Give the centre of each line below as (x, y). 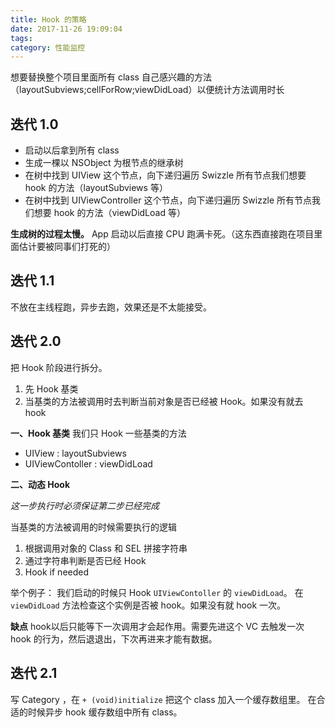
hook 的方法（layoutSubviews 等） (96, 188)
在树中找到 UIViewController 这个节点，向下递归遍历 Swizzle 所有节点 (168, 200)
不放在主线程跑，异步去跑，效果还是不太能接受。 (111, 307)
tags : (21, 38)
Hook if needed (57, 572)
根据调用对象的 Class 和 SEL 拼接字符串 (106, 548)
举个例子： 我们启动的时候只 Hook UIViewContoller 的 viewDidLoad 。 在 (157, 592)
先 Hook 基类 (51, 388)
